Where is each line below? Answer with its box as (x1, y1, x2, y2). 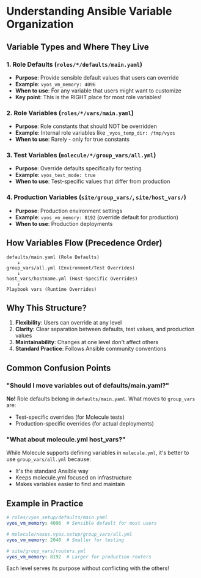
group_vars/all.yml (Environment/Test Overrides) (6, 265, 136, 271)
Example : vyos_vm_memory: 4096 (15, 80, 96, 88)
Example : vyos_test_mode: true (15, 171, 96, 179)
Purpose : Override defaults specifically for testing (15, 165, 142, 172)
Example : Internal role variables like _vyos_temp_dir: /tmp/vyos (15, 129, 175, 137)
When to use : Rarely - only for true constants (15, 136, 130, 143)
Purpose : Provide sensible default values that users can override (15, 73, 179, 81)
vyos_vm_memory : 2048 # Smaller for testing (6, 537, 124, 543)
